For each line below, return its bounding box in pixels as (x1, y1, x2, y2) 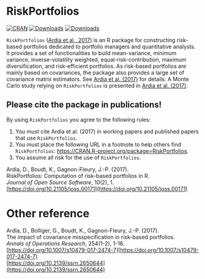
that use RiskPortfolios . (15, 134, 78, 141)
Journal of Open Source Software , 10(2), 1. (6, 179, 114, 186)
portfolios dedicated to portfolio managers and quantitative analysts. (23, 43, 196, 50)
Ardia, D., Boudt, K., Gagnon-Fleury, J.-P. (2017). (6, 165, 129, 173)
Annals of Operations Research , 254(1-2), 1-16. (6, 240, 125, 247)
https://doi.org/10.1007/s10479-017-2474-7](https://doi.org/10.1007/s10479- (8, 246, 199, 253)
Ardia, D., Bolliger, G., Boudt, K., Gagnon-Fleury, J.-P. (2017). (6, 226, 159, 234)
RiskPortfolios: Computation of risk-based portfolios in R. (6, 172, 150, 179)
